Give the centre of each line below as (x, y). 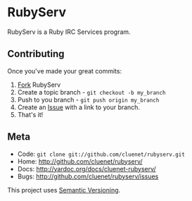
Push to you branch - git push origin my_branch (88, 99)
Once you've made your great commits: (64, 71)
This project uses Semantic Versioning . (64, 190)
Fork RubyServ (39, 85)
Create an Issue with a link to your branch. (79, 107)
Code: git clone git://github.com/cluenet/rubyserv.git (101, 154)
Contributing (36, 54)
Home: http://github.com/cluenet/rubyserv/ (80, 161)
